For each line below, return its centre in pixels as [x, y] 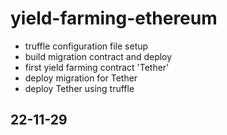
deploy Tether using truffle [79, 88]
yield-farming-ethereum [114, 18]
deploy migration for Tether [81, 78]
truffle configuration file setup [86, 46]
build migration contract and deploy [98, 56]
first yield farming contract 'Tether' [97, 67]
